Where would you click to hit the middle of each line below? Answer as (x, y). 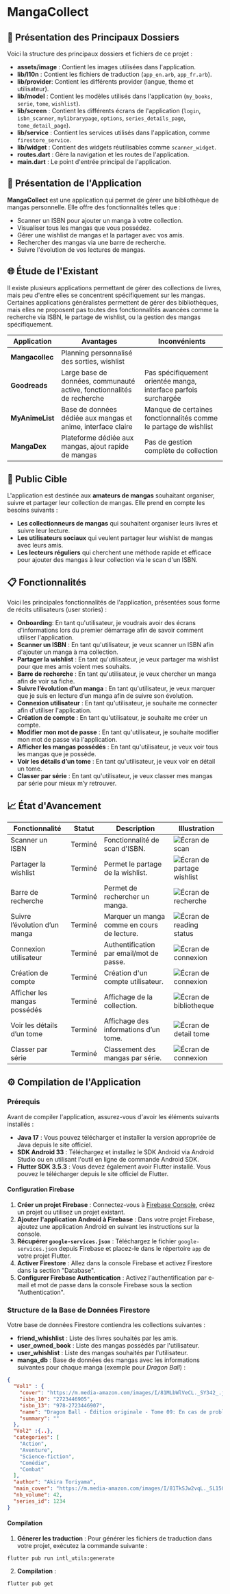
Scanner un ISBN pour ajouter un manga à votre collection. (100, 220)
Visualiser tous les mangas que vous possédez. (84, 228)
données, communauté (98, 381)
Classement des (130, 1049)
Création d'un (126, 973)
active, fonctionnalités (97, 390)
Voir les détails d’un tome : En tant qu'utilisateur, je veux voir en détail (116, 762)
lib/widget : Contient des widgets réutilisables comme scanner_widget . (117, 147)
